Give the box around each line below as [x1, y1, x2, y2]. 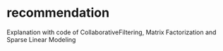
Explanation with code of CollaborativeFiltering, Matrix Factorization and [6, 28, 217, 36]
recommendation [6, 5, 110, 21]
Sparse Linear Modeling [6, 35, 76, 43]
